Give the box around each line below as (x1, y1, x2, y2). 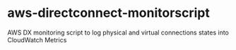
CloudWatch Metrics (7, 35, 67, 44)
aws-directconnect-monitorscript (7, 5, 210, 21)
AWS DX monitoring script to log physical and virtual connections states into (7, 28, 230, 37)
